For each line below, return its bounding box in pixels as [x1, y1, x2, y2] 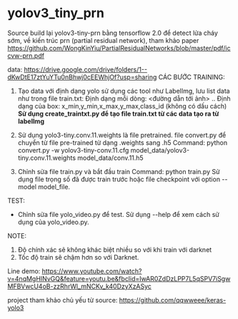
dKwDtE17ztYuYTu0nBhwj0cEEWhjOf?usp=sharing [7, 73, 157, 81]
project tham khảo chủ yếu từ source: [7, 295, 118, 304]
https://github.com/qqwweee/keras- [119, 295, 227, 304]
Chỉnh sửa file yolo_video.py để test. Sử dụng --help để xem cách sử [17, 210, 219, 218]
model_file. [38, 182, 70, 191]
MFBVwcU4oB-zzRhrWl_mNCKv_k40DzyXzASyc [7, 282, 152, 290]
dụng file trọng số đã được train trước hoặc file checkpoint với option [17, 175, 220, 183]
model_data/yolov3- [130, 146, 190, 154]
